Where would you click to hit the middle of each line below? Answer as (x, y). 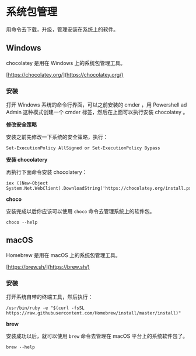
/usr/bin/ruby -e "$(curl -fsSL (45, 308)
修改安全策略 (21, 125)
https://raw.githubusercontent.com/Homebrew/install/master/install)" (94, 313)
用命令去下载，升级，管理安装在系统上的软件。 (62, 29)
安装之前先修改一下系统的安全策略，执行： (57, 137)
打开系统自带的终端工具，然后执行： (50, 297)
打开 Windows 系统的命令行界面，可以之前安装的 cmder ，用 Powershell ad (97, 105)
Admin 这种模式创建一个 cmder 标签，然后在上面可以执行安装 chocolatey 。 (97, 112)
